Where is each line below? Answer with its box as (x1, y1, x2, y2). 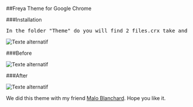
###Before (6, 49, 32, 56)
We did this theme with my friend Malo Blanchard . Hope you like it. (6, 95, 166, 101)
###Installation (6, 16, 42, 23)
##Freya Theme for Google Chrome (6, 5, 92, 12)
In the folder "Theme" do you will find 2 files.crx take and (6, 27, 188, 34)
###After (6, 72, 28, 79)
